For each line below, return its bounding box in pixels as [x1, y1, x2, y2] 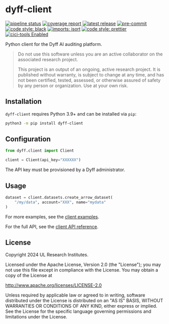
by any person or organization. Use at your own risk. [17, 83, 129, 89]
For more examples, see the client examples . [5, 213, 100, 220]
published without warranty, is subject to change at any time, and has [17, 71, 164, 77]
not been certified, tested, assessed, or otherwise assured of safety [17, 77, 161, 83]
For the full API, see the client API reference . [5, 223, 99, 230]
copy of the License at [5, 273, 53, 279]
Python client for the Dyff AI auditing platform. [5, 41, 102, 47]
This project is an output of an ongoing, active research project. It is [17, 66, 161, 72]
